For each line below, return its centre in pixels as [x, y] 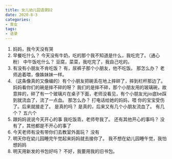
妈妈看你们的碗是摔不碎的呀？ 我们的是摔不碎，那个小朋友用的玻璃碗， [87, 87]
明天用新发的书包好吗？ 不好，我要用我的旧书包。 [65, 151]
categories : [18, 19]
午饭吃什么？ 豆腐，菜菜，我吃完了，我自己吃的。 [80, 62]
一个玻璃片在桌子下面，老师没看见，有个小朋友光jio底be [103, 94]
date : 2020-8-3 [21, 15]
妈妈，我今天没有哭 [33, 49]
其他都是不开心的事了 [49, 126]
